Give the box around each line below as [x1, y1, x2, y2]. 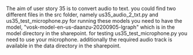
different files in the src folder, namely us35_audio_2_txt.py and [6, 11, 159, 18]
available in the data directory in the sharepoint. [6, 42, 121, 49]
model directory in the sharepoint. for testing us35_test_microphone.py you [6, 30, 188, 37]
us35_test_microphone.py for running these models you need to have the [6, 18, 182, 24]
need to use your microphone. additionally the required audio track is [6, 36, 173, 43]
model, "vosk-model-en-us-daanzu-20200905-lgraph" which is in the [6, 23, 175, 30]
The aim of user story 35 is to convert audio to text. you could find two [6, 5, 177, 12]
